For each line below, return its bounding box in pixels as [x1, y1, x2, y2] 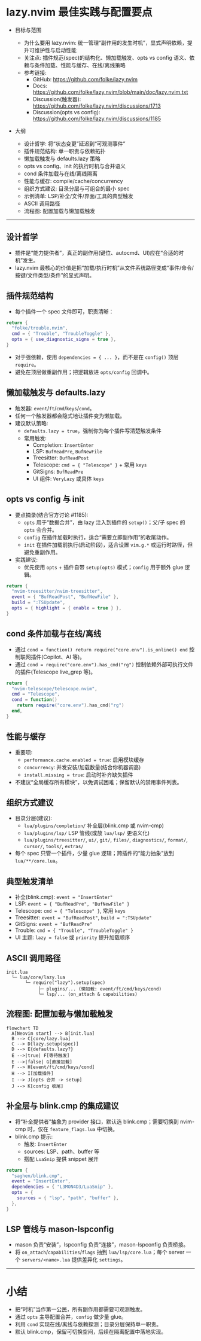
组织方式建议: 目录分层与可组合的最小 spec [23, 185, 130, 192]
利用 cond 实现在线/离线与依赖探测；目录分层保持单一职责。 [14, 1321, 162, 1328]
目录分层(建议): [14, 815, 53, 822]
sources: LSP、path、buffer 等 [23, 1148, 100, 1155]
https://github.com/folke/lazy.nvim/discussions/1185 [32, 115, 162, 122]
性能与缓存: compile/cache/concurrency [23, 177, 123, 184]
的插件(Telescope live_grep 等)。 [14, 668, 96, 675]
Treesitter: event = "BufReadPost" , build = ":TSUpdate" [14, 914, 152, 921]
